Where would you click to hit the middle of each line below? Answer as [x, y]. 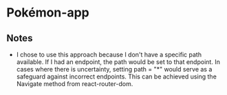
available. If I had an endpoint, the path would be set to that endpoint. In [118, 62]
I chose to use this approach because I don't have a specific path [109, 54]
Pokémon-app [48, 13]
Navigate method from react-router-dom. [75, 84]
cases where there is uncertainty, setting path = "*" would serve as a [114, 69]
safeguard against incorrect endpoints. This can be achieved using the [117, 76]
